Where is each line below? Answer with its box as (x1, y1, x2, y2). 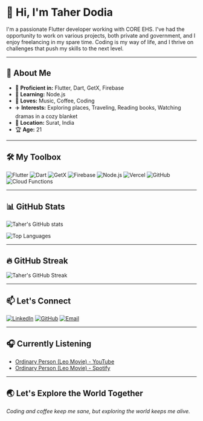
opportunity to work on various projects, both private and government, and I (6, 31, 196, 39)
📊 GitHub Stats (6, 201, 65, 211)
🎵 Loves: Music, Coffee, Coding (14, 97, 95, 104)
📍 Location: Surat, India (14, 119, 74, 126)
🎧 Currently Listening (6, 339, 92, 349)
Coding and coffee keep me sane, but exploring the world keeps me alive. (6, 407, 190, 414)
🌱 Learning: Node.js (14, 90, 66, 98)
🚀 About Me (6, 68, 51, 78)
